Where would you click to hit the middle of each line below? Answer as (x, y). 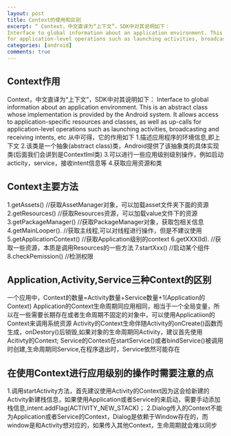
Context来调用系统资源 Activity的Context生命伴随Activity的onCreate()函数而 (115, 323)
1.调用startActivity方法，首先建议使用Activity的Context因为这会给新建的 (108, 391)
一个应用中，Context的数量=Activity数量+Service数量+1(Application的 (106, 298)
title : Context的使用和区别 (44, 20)
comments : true (29, 52)
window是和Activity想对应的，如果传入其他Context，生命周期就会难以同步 (112, 425)
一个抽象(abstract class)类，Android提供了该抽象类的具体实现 (132, 146)
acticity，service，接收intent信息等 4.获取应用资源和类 (85, 163)
